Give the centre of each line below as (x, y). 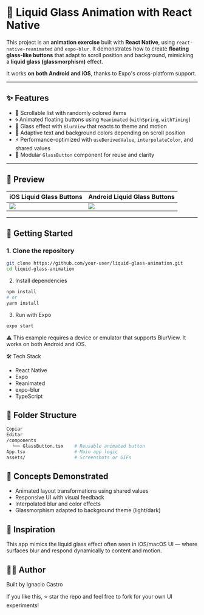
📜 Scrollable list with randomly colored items (70, 113)
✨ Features (28, 98)
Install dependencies (41, 280)
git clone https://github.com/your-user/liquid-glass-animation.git (95, 263)
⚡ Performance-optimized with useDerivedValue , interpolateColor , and (104, 139)
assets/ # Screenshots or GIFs (69, 457)
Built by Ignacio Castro (35, 584)
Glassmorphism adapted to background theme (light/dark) (88, 510)
